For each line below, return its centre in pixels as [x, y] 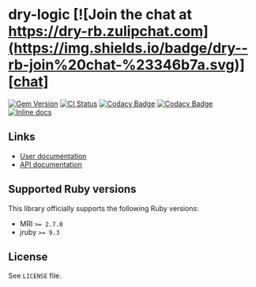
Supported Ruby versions [72, 189]
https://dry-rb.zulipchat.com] [109, 31]
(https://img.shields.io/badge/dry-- [128, 48]
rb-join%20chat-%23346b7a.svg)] [126, 65]
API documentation [51, 164]
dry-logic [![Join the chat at [100, 15]
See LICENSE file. [35, 276]
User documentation [53, 156]
